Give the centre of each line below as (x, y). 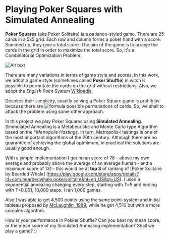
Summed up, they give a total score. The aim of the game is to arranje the (81, 44)
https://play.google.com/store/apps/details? (93, 174)
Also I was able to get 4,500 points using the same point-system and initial (82, 200)
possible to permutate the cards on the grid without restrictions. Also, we (81, 85)
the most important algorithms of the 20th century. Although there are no (81, 137)
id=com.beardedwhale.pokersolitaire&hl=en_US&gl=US (63, 179)
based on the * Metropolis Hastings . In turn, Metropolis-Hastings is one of (81, 132)
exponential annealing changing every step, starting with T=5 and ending (81, 185)
